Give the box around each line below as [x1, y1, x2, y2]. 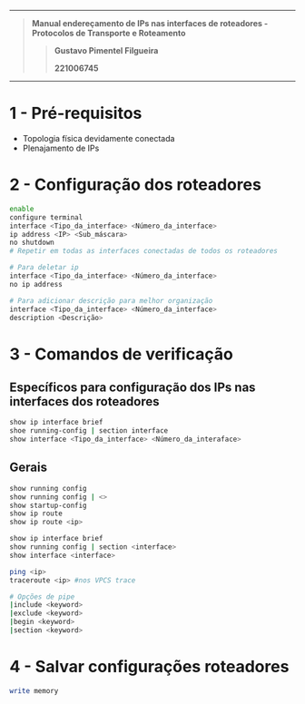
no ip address [9, 279, 64, 288]
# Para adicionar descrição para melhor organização [9, 296, 213, 305]
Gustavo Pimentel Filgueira [54, 45, 159, 55]
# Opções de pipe [9, 592, 75, 601]
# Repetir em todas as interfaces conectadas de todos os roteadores [9, 247, 279, 256]
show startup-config [9, 501, 88, 510]
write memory [9, 686, 59, 695]
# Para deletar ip [9, 263, 79, 272]
